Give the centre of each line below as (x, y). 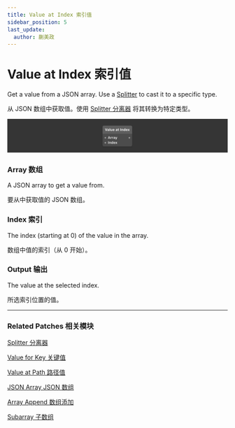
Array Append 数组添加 (41, 402)
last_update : (26, 29)
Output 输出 (27, 269)
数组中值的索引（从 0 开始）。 (49, 250)
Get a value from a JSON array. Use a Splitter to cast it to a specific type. (112, 94)
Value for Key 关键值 (37, 357)
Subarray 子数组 (31, 417)
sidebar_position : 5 (37, 22)
